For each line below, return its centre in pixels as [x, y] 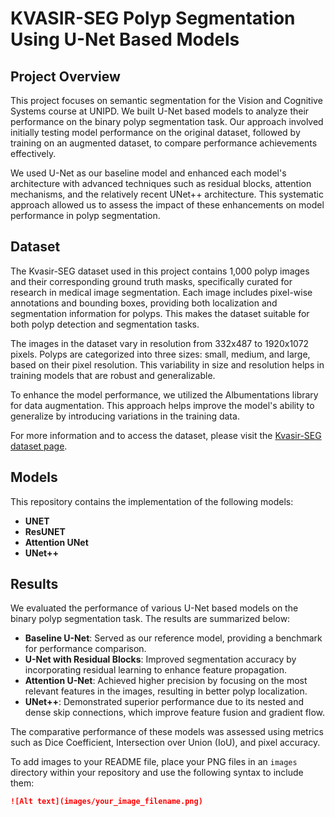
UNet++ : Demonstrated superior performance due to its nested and [164, 702]
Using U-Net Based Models [125, 39]
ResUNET [45, 531]
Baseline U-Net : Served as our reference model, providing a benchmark [173, 638]
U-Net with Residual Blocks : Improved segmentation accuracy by [160, 659]
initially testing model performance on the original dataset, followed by [155, 132]
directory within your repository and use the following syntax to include [157, 773]
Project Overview [65, 76]
